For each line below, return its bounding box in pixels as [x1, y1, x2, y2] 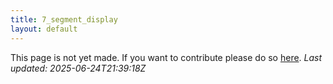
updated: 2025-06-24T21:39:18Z [10, 62, 147, 74]
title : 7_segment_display [10, 14, 118, 25]
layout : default [10, 24, 78, 34]
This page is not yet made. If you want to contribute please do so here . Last [10, 51, 323, 63]
